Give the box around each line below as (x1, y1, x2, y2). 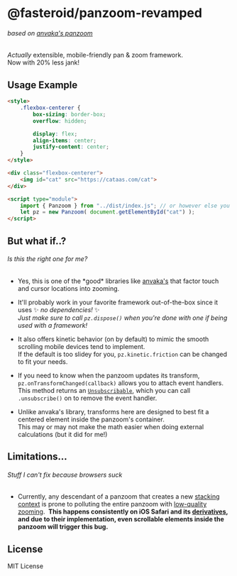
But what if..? (7, 235, 67, 247)
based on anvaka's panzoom (7, 28, 94, 37)
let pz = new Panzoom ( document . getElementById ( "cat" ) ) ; (20, 209, 195, 216)
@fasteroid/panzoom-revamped (7, 5, 202, 21)
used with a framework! (17, 321, 87, 329)
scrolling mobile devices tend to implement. (17, 342, 145, 350)
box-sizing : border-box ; (33, 111, 106, 118)
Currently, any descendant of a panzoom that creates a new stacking (17, 492, 220, 501)
